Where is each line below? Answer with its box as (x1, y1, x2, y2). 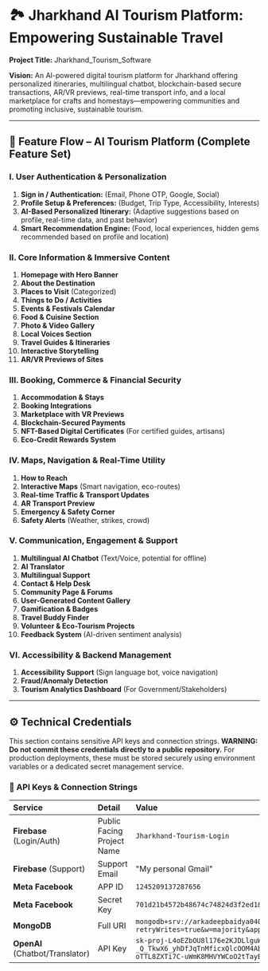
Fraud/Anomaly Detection (20, 676, 108, 686)
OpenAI (13, 938, 43, 949)
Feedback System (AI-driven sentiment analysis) (20, 629, 182, 639)
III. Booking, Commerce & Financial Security (9, 374, 182, 385)
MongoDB (13, 920, 52, 931)
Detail (97, 802, 121, 813)
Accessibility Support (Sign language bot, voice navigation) (20, 667, 219, 678)
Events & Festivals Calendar (20, 304, 115, 313)
